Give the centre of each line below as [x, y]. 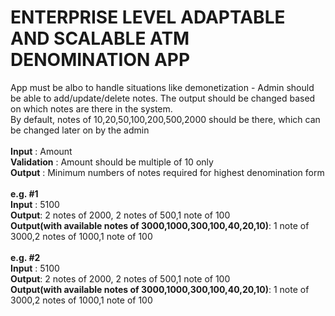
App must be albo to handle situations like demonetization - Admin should [162, 87]
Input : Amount [41, 151]
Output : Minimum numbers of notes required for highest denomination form [167, 172]
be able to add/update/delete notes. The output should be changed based [163, 98]
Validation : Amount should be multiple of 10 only [112, 162]
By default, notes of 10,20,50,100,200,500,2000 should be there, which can [165, 119]
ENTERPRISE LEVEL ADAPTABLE [148, 17]
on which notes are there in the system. [91, 108]
